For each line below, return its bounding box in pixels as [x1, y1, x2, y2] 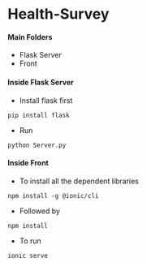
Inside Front [7, 158, 50, 168]
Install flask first [19, 95, 73, 105]
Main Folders [7, 32, 53, 41]
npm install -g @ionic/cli [7, 191, 99, 199]
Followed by [19, 206, 60, 216]
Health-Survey [7, 5, 110, 24]
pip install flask [7, 111, 70, 119]
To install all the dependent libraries [19, 176, 139, 186]
